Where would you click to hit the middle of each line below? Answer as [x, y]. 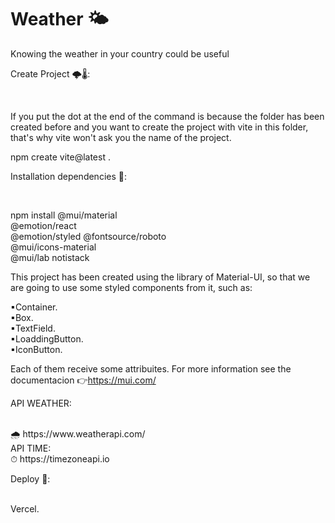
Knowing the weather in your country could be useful [120, 53]
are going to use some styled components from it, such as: [131, 287]
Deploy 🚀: [30, 478]
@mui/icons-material [53, 247]
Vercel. [25, 508]
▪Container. [34, 307]
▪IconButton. [36, 349]
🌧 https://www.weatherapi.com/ [78, 433]
